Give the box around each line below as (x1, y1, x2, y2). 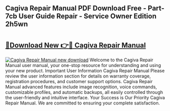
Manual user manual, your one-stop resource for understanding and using (5, 62, 161, 68)
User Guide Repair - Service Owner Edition (18, 12, 157, 21)
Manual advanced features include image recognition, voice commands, (5, 84, 157, 90)
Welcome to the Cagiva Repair (89, 57, 154, 63)
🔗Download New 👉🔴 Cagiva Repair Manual (5, 41, 146, 50)
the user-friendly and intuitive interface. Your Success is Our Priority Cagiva (5, 95, 165, 100)
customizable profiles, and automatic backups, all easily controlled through (5, 89, 163, 95)
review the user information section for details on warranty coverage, (5, 73, 151, 79)
